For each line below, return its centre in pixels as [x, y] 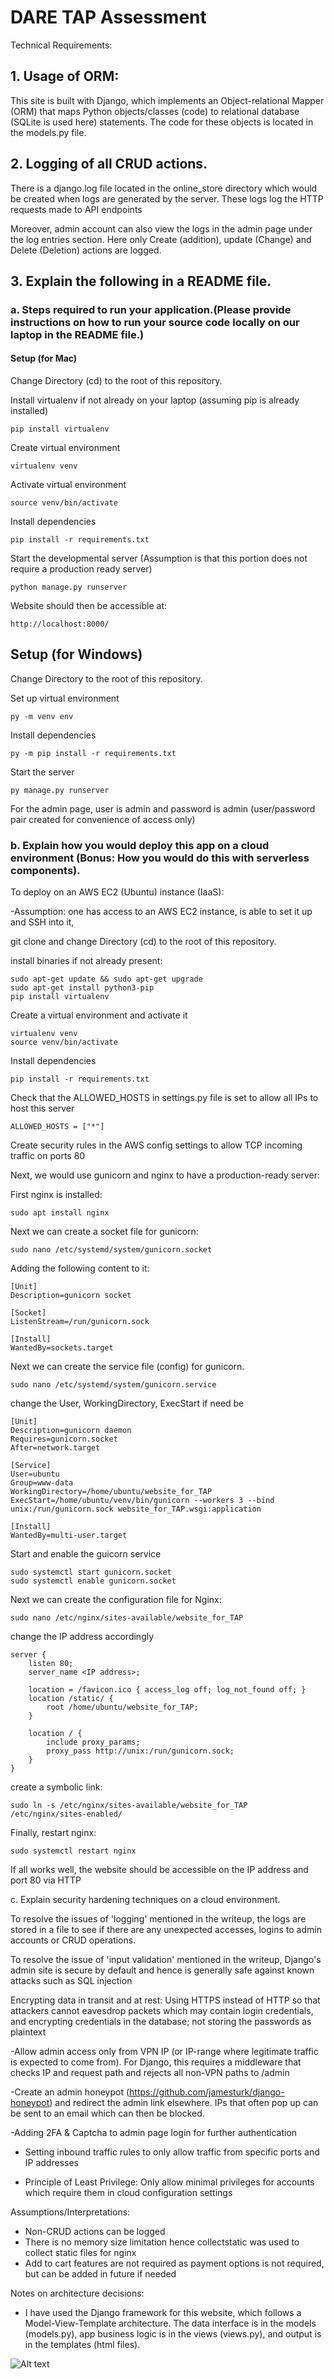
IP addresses [51, 2163]
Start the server [42, 772]
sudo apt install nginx [60, 1213]
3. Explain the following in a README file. [141, 281]
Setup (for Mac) [44, 358]
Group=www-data [42, 1483]
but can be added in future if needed [100, 2274]
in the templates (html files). [82, 2345]
